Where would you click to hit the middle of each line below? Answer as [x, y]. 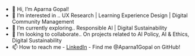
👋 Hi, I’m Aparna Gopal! [40, 9]
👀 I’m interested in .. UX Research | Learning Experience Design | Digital [100, 15]
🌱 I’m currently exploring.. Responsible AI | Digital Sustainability [89, 28]
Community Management [43, 22]
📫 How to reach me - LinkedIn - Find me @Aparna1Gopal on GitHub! [96, 47]
